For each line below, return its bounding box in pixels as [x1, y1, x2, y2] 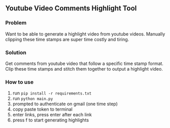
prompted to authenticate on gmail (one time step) [12, 101, 118, 107]
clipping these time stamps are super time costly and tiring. [5, 36, 129, 42]
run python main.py [12, 95, 53, 102]
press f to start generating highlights [12, 117, 89, 123]
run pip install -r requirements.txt [12, 90, 92, 96]
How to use [5, 78, 34, 85]
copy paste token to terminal [12, 106, 73, 112]
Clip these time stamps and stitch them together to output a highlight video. [5, 66, 163, 72]
